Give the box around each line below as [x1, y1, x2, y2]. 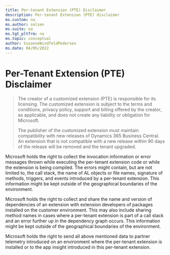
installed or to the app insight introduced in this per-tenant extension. [5, 244, 151, 250]
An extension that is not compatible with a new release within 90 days [17, 138, 165, 144]
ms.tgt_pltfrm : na [5, 31, 44, 36]
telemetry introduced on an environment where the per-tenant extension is [5, 239, 162, 245]
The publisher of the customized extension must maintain [17, 127, 139, 133]
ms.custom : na [5, 17, 36, 22]
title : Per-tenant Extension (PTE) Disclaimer [5, 7, 106, 13]
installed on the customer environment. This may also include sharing [5, 207, 152, 213]
